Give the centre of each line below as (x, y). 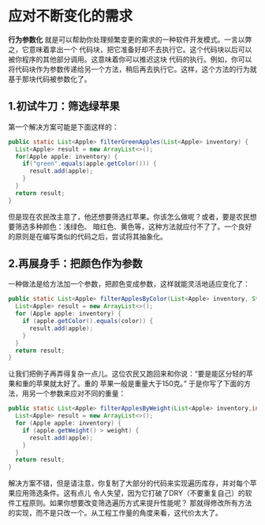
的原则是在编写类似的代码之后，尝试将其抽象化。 (88, 236)
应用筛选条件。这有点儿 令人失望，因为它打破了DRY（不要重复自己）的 (130, 493)
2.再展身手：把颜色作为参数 (76, 264)
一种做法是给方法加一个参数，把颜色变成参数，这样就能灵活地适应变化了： (129, 284)
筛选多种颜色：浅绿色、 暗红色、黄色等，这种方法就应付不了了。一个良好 (133, 227)
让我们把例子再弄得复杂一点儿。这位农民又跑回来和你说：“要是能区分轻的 (127, 374)
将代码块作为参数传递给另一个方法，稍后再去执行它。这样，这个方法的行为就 (132, 69)
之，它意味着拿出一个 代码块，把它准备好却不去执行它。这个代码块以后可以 (130, 49)
